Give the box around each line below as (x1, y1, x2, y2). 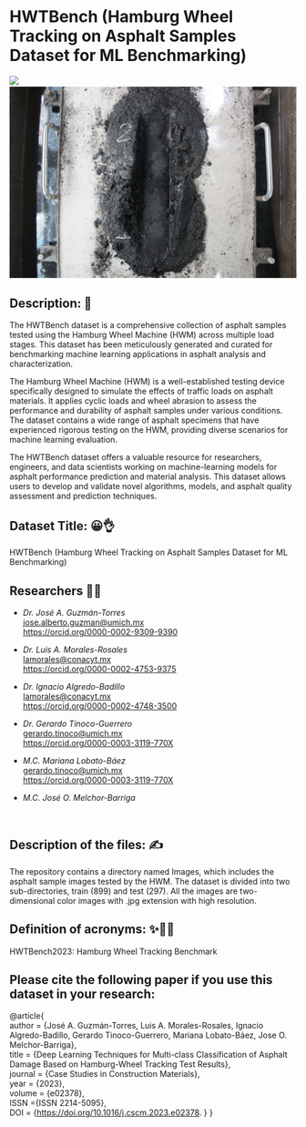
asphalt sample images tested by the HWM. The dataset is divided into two (9, 876, 291, 886)
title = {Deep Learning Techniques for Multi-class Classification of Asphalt (9, 1050, 289, 1060)
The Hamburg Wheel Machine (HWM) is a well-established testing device (9, 376, 285, 387)
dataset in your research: (9, 987, 156, 1002)
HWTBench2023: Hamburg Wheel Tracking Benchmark (9, 946, 218, 957)
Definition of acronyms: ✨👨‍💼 (9, 922, 175, 937)
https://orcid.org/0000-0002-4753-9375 (22, 663, 177, 675)
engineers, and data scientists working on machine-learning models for (9, 462, 278, 473)
